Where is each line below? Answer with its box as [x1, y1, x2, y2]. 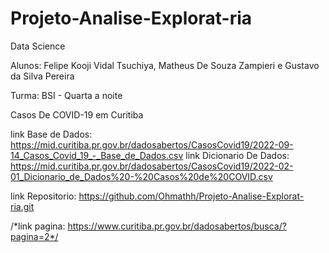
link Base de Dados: [10, 128, 93, 140]
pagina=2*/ [10, 230, 59, 242]
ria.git [10, 200, 35, 212]
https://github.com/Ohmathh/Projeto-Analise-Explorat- [78, 190, 305, 202]
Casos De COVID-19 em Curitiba [10, 108, 144, 121]
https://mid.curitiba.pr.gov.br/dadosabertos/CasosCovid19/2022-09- [10, 138, 294, 151]
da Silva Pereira [10, 70, 75, 82]
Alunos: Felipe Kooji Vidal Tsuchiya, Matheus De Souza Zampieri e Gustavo [10, 59, 320, 71]
